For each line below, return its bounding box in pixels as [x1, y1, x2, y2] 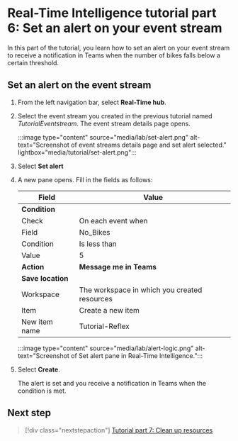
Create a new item [79, 305, 140, 315]
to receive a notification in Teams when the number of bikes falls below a [7, 51, 221, 60]
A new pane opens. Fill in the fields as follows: [17, 175, 153, 184]
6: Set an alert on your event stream [7, 20, 222, 36]
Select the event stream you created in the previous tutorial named [17, 111, 212, 120]
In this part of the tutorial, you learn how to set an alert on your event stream [7, 43, 230, 52]
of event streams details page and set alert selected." [70, 140, 227, 149]
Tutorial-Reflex [79, 321, 130, 331]
